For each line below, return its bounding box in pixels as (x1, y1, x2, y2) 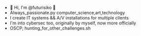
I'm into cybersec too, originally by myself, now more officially (9, 20, 137, 26)
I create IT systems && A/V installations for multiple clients (9, 15, 129, 20)
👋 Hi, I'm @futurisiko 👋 (9, 5, 56, 10)
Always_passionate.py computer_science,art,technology (9, 10, 125, 16)
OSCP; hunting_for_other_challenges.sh (9, 25, 91, 31)
